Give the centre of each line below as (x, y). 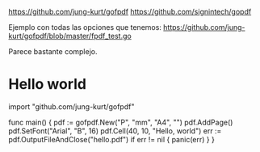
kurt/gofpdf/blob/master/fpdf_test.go (70, 36)
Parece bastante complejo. (53, 51)
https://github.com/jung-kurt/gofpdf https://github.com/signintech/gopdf (130, 12)
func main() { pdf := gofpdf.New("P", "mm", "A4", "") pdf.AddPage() (121, 122)
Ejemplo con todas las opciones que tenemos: (85, 27)
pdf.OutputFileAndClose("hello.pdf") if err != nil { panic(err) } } (112, 139)
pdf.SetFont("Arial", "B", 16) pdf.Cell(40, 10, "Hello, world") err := (115, 131)
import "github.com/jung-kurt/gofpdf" (71, 106)
